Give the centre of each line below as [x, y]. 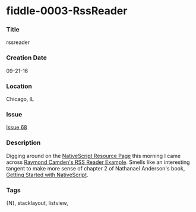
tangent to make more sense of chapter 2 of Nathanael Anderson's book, [96, 168]
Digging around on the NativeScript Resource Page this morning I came [94, 156]
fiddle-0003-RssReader [67, 11]
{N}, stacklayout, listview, [37, 202]
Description [23, 143]
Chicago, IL [20, 99]
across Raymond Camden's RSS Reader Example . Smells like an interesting [98, 162]
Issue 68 [17, 127]
